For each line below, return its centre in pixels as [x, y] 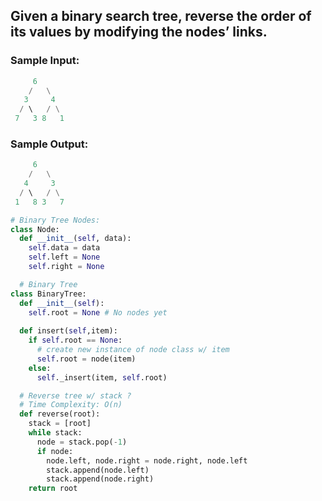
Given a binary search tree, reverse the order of [161, 16]
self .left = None [64, 257]
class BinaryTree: [48, 294]
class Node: [35, 229]
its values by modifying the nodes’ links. [139, 32]
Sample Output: [49, 144]
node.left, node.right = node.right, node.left [147, 460]
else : [40, 368]
